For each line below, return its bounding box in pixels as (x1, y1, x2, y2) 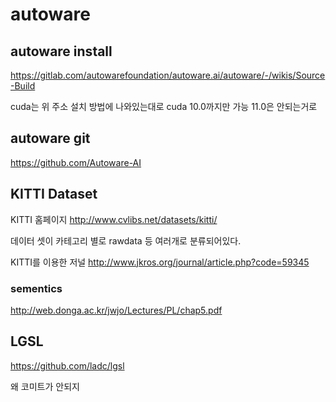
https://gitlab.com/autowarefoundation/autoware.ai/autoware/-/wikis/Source (10, 69, 326, 81)
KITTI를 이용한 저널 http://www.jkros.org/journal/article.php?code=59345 (10, 256, 310, 268)
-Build (10, 80, 36, 92)
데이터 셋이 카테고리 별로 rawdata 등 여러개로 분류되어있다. (10, 234, 242, 247)
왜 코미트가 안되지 (10, 380, 80, 392)
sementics (10, 281, 63, 295)
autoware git (10, 130, 91, 147)
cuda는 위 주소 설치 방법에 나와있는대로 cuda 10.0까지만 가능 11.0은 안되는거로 (10, 101, 318, 112)
